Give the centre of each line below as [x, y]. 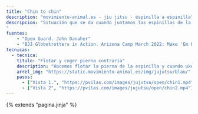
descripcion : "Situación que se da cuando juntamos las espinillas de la [99, 22]
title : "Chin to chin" [34, 11]
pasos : [25, 77]
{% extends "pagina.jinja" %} [42, 105]
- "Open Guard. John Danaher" [54, 39]
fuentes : [17, 33]
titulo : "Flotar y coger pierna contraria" [71, 61]
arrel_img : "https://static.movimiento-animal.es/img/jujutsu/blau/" [104, 72]
